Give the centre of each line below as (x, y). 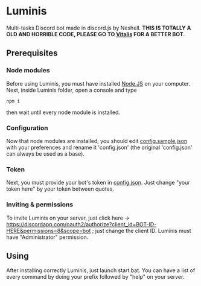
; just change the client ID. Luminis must (142, 230)
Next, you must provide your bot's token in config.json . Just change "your (98, 183)
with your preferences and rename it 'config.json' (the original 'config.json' (99, 147)
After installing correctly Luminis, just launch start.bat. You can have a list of (101, 270)
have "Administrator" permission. (47, 237)
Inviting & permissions (40, 205)
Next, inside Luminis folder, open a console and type (72, 90)
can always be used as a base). (45, 154)
